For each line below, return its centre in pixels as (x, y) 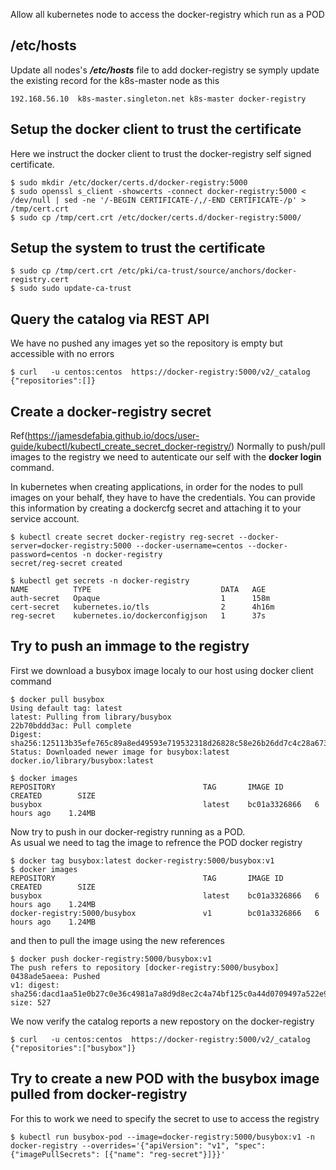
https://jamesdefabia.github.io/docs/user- (113, 436)
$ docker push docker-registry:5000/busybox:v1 (111, 959)
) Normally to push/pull (278, 446)
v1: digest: (35, 985)
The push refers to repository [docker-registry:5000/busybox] (145, 967)
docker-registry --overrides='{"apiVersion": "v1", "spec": (138, 1145)
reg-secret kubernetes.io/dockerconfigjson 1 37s (138, 616)
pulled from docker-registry (99, 1094)
